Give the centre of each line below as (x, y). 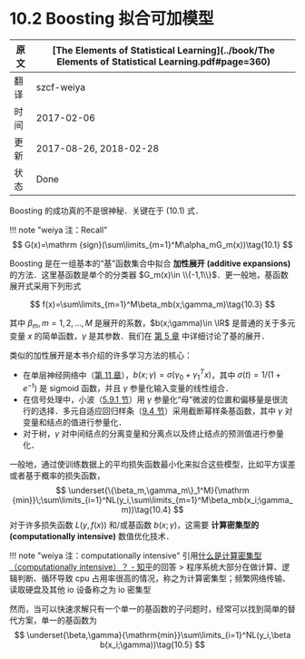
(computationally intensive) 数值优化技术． (92, 536)
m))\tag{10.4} (146, 509)
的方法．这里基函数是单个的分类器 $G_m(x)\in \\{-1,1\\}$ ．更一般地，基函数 (149, 274)
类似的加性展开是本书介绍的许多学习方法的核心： (101, 355)
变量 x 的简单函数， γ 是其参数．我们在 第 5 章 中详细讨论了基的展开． (139, 336)
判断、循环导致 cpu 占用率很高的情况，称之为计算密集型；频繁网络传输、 (153, 578)
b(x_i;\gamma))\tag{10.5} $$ (152, 644)
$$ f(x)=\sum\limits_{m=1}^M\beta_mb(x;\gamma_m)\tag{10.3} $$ (152, 304)
